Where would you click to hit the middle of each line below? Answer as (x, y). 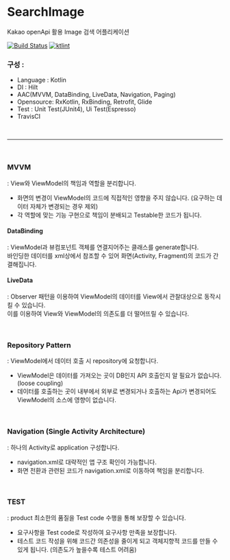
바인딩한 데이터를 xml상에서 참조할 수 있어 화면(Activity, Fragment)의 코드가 (110, 255)
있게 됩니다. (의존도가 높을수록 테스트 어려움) (77, 549)
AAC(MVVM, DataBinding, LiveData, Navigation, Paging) (96, 95)
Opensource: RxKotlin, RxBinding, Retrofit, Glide (85, 102)
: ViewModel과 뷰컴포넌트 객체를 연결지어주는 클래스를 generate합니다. (103, 247)
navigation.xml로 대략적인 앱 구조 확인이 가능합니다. (87, 462)
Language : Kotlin (42, 80)
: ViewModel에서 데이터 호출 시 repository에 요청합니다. (83, 361)
